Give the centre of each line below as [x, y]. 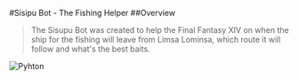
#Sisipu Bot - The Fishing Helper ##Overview [93, 13]
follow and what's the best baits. [91, 49]
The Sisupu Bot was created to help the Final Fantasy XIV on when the [160, 30]
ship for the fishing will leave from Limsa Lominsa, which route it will [156, 40]
